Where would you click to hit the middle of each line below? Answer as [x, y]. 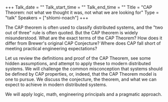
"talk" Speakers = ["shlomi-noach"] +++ [47, 18]
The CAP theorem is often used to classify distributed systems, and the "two [84, 27]
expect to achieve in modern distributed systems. [56, 85]
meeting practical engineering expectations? [51, 49]
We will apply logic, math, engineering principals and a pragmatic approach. [84, 94]
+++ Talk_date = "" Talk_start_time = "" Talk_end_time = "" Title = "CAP [79, 7]
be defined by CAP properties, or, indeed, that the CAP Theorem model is [81, 74]
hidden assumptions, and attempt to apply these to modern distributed [78, 63]
